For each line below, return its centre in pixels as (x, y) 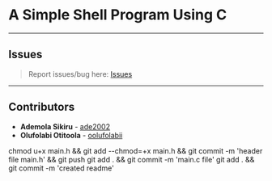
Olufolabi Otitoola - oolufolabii (71, 135)
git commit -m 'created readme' (62, 168)
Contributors (42, 107)
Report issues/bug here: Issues (80, 74)
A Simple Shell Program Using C (118, 15)
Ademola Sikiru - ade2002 (65, 126)
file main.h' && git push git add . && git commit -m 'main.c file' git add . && (132, 159)
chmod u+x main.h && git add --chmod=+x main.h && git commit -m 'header (136, 150)
